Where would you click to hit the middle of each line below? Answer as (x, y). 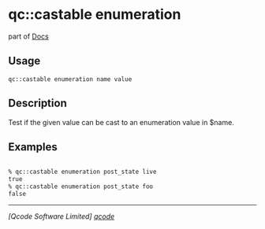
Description (37, 103)
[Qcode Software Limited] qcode (62, 216)
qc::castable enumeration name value (70, 79)
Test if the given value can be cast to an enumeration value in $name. (121, 122)
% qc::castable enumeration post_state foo (81, 187)
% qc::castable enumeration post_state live (82, 172)
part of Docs (28, 36)
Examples (33, 147)
